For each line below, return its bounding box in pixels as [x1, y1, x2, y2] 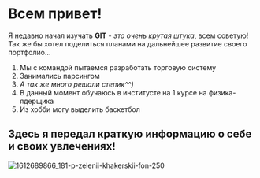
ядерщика [19, 96, 54, 106]
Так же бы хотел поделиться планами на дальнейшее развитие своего [8, 39, 247, 48]
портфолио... [8, 47, 51, 57]
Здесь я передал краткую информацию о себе [8, 128, 252, 141]
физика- [208, 87, 236, 97]
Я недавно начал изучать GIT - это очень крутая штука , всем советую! [8, 31, 249, 40]
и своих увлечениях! [8, 139, 116, 154]
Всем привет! [8, 5, 102, 23]
